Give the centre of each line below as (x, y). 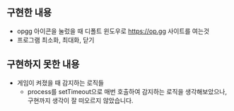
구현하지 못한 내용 (43, 65)
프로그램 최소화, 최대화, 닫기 (55, 40)
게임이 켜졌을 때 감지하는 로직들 (60, 83)
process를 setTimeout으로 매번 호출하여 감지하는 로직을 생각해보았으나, (127, 91)
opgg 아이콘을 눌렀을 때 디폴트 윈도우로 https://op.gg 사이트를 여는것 (113, 31)
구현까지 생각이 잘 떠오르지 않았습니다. (80, 100)
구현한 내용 (29, 13)
